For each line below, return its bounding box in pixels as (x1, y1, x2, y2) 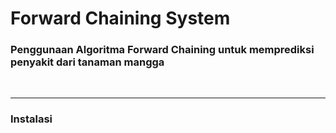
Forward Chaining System (10, 7, 231, 30)
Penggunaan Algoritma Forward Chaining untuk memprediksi (10, 43, 315, 57)
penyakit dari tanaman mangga (10, 55, 165, 69)
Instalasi (10, 112, 53, 126)
